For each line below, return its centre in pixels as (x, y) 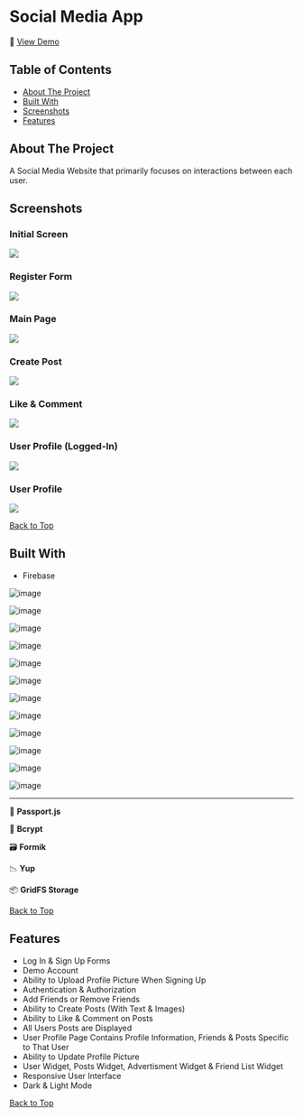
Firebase (39, 576)
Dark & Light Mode (57, 1085)
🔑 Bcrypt (26, 828)
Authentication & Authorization (79, 989)
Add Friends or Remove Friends (81, 999)
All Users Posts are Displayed (77, 1028)
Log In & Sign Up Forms (66, 960)
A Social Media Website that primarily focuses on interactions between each (151, 171)
